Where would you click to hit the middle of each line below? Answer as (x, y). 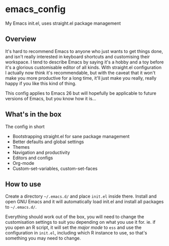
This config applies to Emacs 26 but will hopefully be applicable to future (81, 93)
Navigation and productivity (41, 152)
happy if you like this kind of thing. (41, 83)
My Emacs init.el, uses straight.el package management (63, 23)
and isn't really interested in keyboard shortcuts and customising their (77, 56)
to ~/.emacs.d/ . (21, 207)
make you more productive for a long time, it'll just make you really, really (81, 78)
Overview (21, 39)
